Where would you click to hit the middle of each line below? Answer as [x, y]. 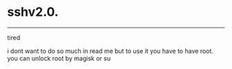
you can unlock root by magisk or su [59, 58]
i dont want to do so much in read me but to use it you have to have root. [110, 51]
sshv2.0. [33, 12]
